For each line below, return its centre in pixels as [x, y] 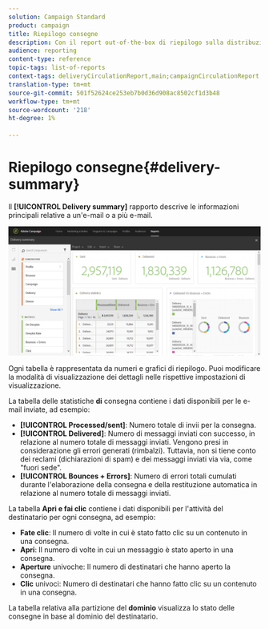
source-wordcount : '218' [50, 110]
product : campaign [39, 25]
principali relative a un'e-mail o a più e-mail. [81, 215]
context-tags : [32, 76]
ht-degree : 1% [32, 119]
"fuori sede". [41, 467]
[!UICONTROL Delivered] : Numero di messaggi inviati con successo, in [137, 433]
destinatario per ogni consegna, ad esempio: [82, 517]
